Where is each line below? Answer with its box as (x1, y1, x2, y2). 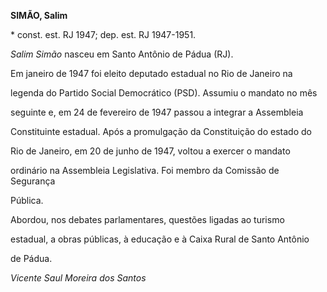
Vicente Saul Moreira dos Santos (10, 272, 147, 284)
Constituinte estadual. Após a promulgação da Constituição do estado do (10, 126, 312, 137)
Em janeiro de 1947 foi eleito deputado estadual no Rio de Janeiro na (10, 68, 293, 79)
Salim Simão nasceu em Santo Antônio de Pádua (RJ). (10, 48, 234, 60)
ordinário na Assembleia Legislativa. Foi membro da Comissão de (10, 165, 280, 176)
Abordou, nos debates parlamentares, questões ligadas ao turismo (10, 214, 285, 225)
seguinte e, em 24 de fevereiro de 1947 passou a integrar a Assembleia (10, 106, 304, 118)
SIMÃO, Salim (10, 10, 68, 21)
